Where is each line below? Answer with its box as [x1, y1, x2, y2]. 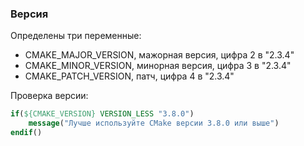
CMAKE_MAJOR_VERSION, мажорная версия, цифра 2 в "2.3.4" [24, 49, 295, 61]
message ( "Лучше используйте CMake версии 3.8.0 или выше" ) [28, 118, 280, 129]
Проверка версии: [10, 90, 89, 102]
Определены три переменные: [10, 30, 142, 42]
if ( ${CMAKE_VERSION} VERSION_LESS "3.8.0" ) [10, 109, 195, 119]
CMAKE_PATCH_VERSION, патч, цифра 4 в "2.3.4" [24, 70, 235, 82]
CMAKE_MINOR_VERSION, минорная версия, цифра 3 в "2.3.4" [24, 60, 292, 72]
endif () [10, 128, 43, 138]
